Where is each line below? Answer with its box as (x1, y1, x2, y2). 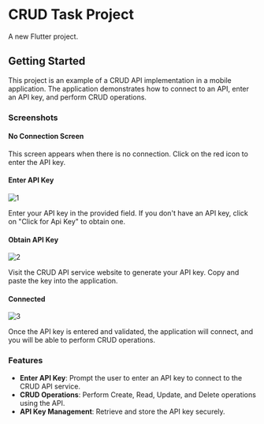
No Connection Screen (8, 132, 84, 141)
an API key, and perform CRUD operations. (8, 92, 147, 102)
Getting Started (8, 54, 86, 68)
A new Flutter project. (8, 32, 79, 41)
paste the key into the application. (8, 276, 118, 286)
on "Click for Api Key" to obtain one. (8, 217, 126, 227)
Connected (8, 294, 46, 303)
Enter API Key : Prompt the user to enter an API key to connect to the (19, 373, 243, 382)
